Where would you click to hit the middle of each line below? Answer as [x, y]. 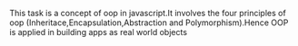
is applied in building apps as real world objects [99, 32]
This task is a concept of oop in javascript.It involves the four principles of [148, 13]
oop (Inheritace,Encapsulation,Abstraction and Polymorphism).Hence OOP [149, 23]
